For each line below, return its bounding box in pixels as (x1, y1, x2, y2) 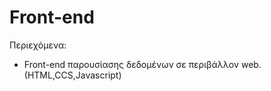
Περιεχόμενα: (9, 39, 67, 51)
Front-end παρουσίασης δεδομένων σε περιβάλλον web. (23, 58, 262, 70)
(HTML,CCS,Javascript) (23, 69, 122, 81)
